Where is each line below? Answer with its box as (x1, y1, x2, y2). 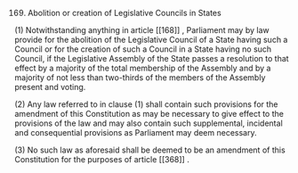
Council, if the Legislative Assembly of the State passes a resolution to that (14, 54, 289, 63)
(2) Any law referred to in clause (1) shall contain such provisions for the (14, 99, 278, 110)
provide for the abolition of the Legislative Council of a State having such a (14, 35, 288, 45)
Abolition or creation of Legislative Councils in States (27, 8, 221, 18)
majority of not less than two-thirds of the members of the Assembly (14, 72, 266, 83)
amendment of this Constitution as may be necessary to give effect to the (14, 109, 284, 119)
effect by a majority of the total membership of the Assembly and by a (14, 62, 271, 73)
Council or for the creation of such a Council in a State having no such (14, 44, 272, 54)
